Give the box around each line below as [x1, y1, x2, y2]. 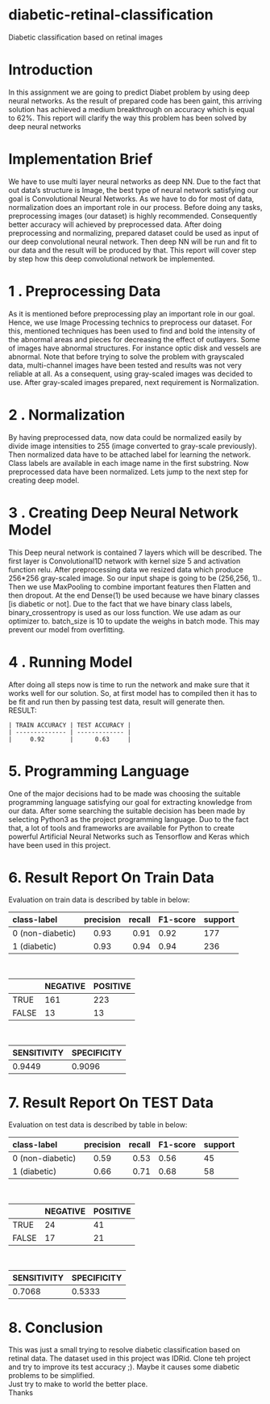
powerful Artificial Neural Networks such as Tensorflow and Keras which [8, 832, 250, 841]
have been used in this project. [8, 840, 111, 849]
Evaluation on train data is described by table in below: [8, 895, 190, 905]
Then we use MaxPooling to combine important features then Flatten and [8, 581, 251, 591]
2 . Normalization [8, 405, 126, 424]
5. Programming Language [8, 761, 189, 780]
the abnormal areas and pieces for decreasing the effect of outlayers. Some [8, 334, 260, 344]
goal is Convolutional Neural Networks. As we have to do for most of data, [8, 194, 255, 203]
